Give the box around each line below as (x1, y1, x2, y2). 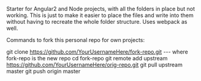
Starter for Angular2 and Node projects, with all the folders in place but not (6, 5, 195, 12)
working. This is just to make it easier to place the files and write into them (6, 12, 194, 19)
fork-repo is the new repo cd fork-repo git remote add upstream (6, 55, 168, 62)
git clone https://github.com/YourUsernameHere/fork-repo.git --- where (6, 48, 188, 55)
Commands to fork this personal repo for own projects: (6, 37, 145, 43)
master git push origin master (6, 68, 81, 75)
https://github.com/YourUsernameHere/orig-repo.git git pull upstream (6, 61, 183, 68)
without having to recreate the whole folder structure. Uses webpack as (6, 18, 188, 25)
